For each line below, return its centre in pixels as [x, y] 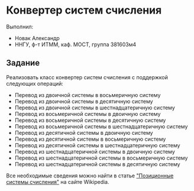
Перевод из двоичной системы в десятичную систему [84, 101]
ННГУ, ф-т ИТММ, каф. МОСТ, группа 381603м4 [75, 44]
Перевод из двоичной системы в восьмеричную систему [88, 95]
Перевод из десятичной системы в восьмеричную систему [90, 139]
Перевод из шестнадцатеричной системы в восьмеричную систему [101, 158]
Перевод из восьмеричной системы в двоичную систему [88, 114]
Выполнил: [20, 27]
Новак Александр [37, 38]
